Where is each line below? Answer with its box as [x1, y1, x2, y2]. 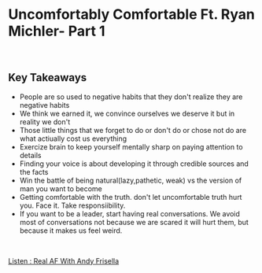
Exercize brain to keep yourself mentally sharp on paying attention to [19, 142, 243, 151]
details [19, 150, 42, 160]
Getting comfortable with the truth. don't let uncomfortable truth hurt [19, 192, 242, 201]
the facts [19, 167, 49, 176]
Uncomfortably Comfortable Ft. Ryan [8, 6, 256, 24]
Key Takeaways [8, 71, 87, 84]
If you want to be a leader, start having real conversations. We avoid [19, 208, 240, 218]
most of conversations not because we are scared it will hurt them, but [19, 217, 249, 227]
